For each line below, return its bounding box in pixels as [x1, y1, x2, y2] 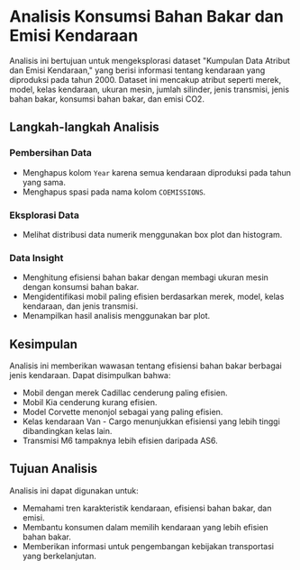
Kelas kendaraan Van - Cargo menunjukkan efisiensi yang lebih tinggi [22, 416, 281, 427]
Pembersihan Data [9, 147, 93, 159]
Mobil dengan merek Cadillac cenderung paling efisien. [22, 387, 228, 398]
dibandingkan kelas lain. [22, 426, 113, 437]
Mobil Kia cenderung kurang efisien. [22, 397, 158, 408]
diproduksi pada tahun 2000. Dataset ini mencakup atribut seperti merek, [9, 74, 282, 85]
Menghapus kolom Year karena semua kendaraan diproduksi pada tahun [22, 167, 291, 177]
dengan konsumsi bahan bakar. [22, 282, 140, 293]
